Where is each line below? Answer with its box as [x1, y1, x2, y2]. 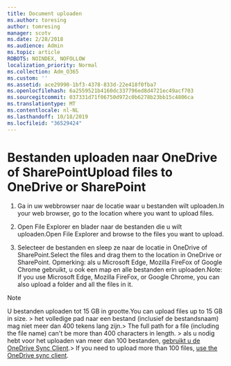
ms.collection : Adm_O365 [7, 68, 79, 75]
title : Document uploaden [7, 10, 82, 17]
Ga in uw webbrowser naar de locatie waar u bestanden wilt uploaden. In [17, 202, 225, 210]
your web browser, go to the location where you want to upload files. [17, 209, 214, 218]
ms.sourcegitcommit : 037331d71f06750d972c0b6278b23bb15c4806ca [7, 94, 194, 101]
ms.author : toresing [7, 17, 67, 24]
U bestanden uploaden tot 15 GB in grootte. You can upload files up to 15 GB [7, 307, 223, 315]
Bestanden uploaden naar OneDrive [7, 150, 218, 165]
